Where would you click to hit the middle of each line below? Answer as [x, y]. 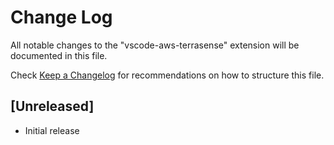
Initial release [52, 130]
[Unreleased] [52, 106]
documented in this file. [59, 55]
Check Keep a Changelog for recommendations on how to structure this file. [167, 75]
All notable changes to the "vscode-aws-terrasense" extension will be [155, 45]
